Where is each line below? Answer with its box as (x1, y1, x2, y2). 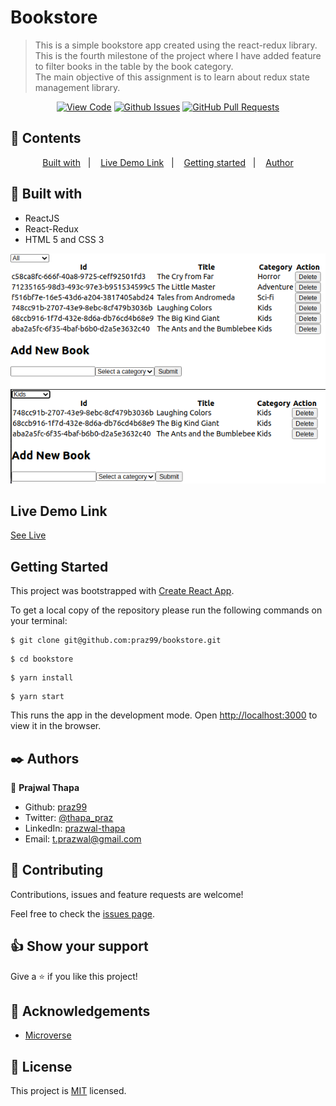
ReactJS (24, 212, 60, 224)
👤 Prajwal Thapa (10, 782, 80, 793)
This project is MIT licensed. (10, 1085, 127, 1097)
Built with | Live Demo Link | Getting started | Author (42, 156, 294, 168)
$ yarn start (10, 692, 65, 702)
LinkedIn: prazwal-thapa (24, 822, 126, 834)
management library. (34, 81, 121, 93)
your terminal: (10, 615, 68, 627)
